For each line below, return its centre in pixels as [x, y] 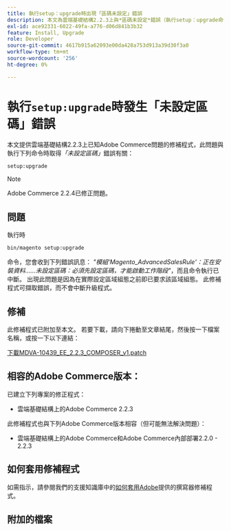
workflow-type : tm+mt [38, 52]
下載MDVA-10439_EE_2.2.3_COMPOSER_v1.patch [77, 352]
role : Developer [30, 39]
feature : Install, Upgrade [46, 33]
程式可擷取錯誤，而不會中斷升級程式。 [61, 288]
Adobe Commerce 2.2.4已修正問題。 [59, 193]
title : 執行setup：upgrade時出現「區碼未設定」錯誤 [75, 13]
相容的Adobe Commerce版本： [74, 377]
